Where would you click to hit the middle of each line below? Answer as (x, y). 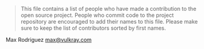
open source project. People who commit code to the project (97, 15)
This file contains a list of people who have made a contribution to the (108, 9)
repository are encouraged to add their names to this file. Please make (109, 21)
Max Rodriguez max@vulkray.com (49, 40)
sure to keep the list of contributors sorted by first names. (93, 28)
